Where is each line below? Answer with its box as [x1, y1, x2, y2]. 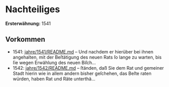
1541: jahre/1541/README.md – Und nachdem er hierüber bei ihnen [12, 48, 154, 54]
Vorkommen [5, 35, 45, 44]
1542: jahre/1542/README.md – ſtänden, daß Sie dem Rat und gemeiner [12, 65, 164, 71]
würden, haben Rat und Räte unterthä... [12, 75, 95, 82]
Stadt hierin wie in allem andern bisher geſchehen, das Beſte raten [12, 70, 152, 76]
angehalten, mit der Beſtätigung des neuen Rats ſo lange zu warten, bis [12, 54, 162, 60]
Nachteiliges [5, 4, 60, 15]
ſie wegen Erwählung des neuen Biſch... [12, 60, 96, 66]
